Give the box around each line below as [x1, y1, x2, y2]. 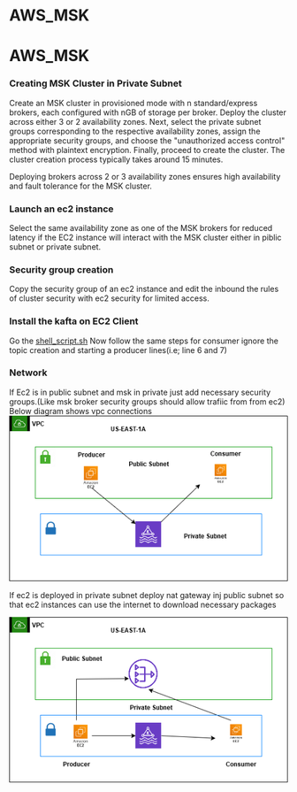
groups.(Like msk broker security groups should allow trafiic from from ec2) [9, 396, 286, 407]
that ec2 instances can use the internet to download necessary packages [9, 599, 277, 610]
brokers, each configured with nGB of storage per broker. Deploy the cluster [9, 107, 287, 118]
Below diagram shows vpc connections [9, 405, 153, 416]
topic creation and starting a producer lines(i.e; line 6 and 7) [9, 344, 228, 355]
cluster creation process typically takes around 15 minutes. [9, 154, 224, 165]
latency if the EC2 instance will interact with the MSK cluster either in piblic [9, 232, 282, 242]
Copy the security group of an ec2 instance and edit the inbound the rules [9, 284, 279, 295]
